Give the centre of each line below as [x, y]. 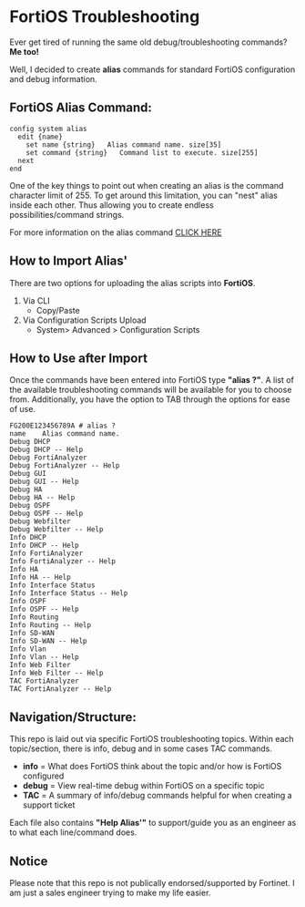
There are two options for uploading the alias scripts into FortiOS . [132, 283]
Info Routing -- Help [51, 625]
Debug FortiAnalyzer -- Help [65, 466]
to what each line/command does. [73, 832]
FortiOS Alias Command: [81, 108]
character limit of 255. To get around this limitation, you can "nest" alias [144, 195]
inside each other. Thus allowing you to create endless [112, 205]
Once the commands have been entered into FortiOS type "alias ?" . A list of [152, 380]
